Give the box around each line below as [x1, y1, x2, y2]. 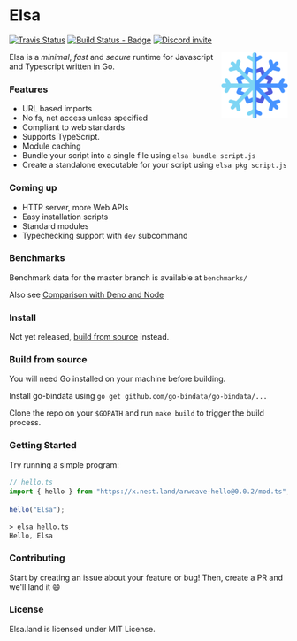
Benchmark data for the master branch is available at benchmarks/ [9, 271, 247, 283]
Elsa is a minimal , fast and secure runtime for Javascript [9, 51, 214, 62]
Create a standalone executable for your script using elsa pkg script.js [21, 160, 287, 171]
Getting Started [9, 439, 77, 452]
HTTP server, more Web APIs [21, 202, 129, 212]
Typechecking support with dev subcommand [21, 230, 188, 240]
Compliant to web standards [21, 122, 126, 133]
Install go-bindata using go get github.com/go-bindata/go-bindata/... [9, 391, 268, 401]
